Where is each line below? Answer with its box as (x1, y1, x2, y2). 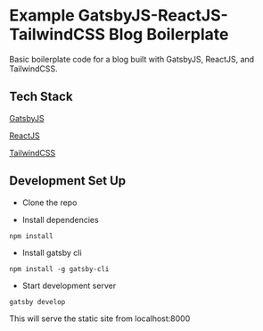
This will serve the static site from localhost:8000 (9, 313, 191, 324)
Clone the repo (21, 197, 78, 208)
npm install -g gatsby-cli (9, 264, 110, 273)
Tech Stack (9, 89, 73, 104)
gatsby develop (9, 297, 66, 306)
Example (9, 5, 75, 26)
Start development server (21, 280, 117, 291)
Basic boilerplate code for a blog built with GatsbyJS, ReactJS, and (9, 54, 255, 64)
